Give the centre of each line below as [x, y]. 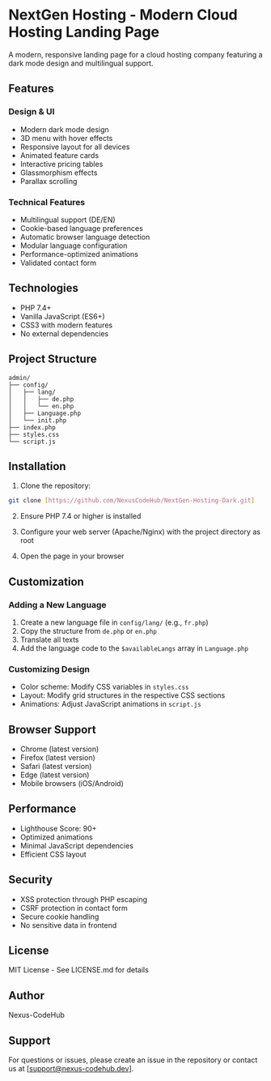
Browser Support [53, 730]
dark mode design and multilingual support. [81, 63]
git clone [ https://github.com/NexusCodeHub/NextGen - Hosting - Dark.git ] [131, 501]
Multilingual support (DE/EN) [68, 220]
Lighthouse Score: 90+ [58, 828]
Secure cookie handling [59, 916]
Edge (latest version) [55, 775]
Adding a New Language [57, 605]
